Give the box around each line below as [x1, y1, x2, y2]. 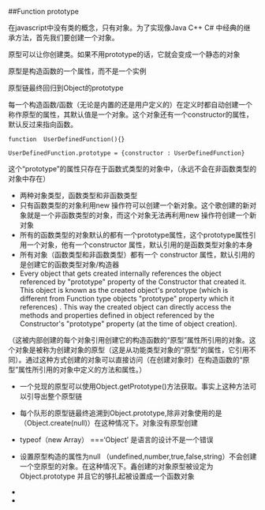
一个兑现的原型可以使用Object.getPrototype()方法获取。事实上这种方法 [19, 382, 250, 391]
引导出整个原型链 [26, 392, 83, 401]
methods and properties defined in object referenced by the [19, 311, 215, 320]
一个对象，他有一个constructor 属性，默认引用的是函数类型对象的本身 [26, 240, 254, 249]
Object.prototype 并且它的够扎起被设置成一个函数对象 [19, 471, 195, 481]
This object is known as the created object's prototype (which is [19, 286, 229, 294]
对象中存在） [8, 174, 50, 183]
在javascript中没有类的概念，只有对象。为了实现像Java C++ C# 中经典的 [8, 23, 244, 32]
